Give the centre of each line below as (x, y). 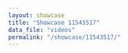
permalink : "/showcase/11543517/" (65, 37)
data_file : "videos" (42, 30)
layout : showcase (37, 15)
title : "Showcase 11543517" (54, 23)
